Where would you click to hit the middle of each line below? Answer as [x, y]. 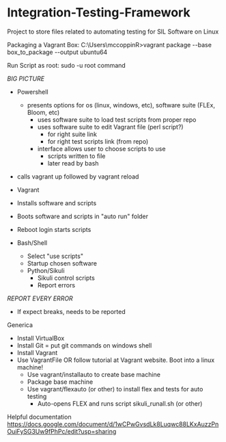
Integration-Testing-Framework [99, 13]
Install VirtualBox [41, 338]
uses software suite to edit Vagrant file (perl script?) [110, 127]
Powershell [33, 92]
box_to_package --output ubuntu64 [57, 52]
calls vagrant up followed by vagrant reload [78, 177]
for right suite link [72, 134]
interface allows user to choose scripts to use [101, 148]
